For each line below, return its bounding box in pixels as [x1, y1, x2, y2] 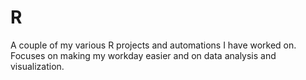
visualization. [10, 60, 65, 72]
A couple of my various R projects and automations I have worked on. [10, 39, 297, 51]
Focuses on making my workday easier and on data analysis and [10, 49, 277, 61]
